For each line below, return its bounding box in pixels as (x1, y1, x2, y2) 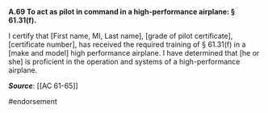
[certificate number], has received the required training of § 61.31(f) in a (8, 40, 246, 49)
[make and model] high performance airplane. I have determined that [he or (8, 48, 260, 57)
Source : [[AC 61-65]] (8, 81, 78, 90)
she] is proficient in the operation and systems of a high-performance (8, 56, 241, 66)
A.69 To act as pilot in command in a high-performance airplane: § (8, 7, 236, 16)
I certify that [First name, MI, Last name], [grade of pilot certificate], (8, 31, 233, 40)
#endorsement (8, 97, 58, 106)
